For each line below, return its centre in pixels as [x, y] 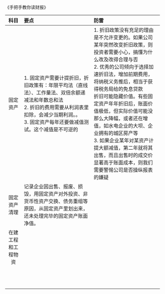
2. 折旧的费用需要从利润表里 [56, 107]
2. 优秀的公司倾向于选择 [121, 67]
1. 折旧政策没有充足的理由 [124, 30]
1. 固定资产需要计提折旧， [54, 78]
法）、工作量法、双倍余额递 [55, 93]
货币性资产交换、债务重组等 [56, 201]
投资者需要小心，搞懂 [118, 52]
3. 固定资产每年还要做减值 [54, 122]
